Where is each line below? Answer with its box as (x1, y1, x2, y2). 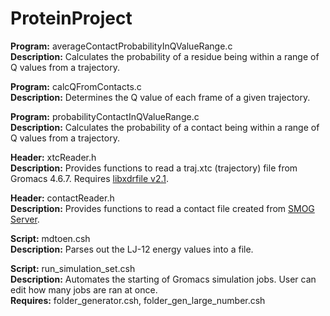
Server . (10, 213, 40, 225)
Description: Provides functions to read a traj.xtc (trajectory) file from (10, 162, 298, 174)
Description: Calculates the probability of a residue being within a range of (10, 50, 320, 62)
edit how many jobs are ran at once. (10, 283, 158, 296)
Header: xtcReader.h (10, 151, 97, 163)
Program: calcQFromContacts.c (10, 80, 142, 92)
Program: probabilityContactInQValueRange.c (10, 110, 200, 122)
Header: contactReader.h (10, 192, 115, 204)
